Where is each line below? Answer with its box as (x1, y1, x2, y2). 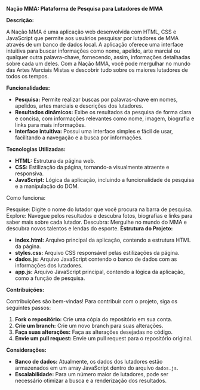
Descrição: (6, 17, 34, 23)
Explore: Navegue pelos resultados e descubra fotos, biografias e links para (6, 212, 193, 219)
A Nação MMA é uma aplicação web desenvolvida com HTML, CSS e (6, 28, 177, 35)
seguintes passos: (6, 304, 51, 311)
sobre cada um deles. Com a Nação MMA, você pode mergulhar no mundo (6, 60, 191, 67)
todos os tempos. (6, 73, 50, 80)
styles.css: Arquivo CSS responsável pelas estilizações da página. (14, 249, 180, 256)
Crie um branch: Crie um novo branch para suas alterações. (14, 322, 164, 329)
